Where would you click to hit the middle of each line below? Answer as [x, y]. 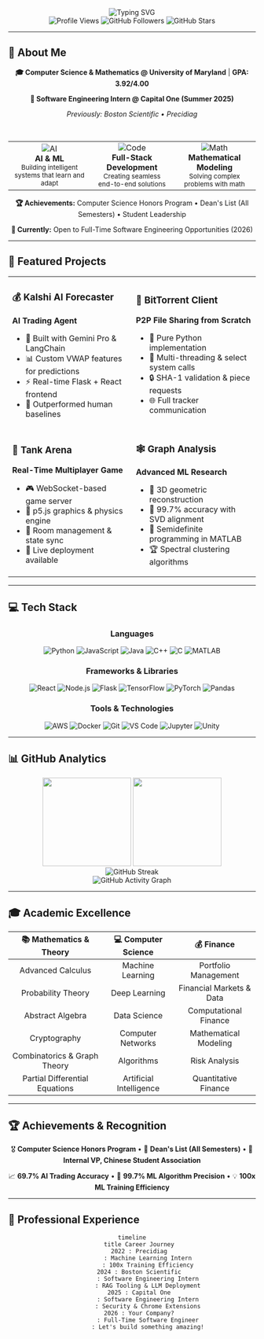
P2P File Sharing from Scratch [194, 320]
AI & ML [49, 158]
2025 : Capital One [139, 1293]
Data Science [138, 1016]
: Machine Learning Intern [148, 1258]
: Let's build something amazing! [148, 1327]
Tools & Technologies [132, 708]
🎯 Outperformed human [69, 404]
